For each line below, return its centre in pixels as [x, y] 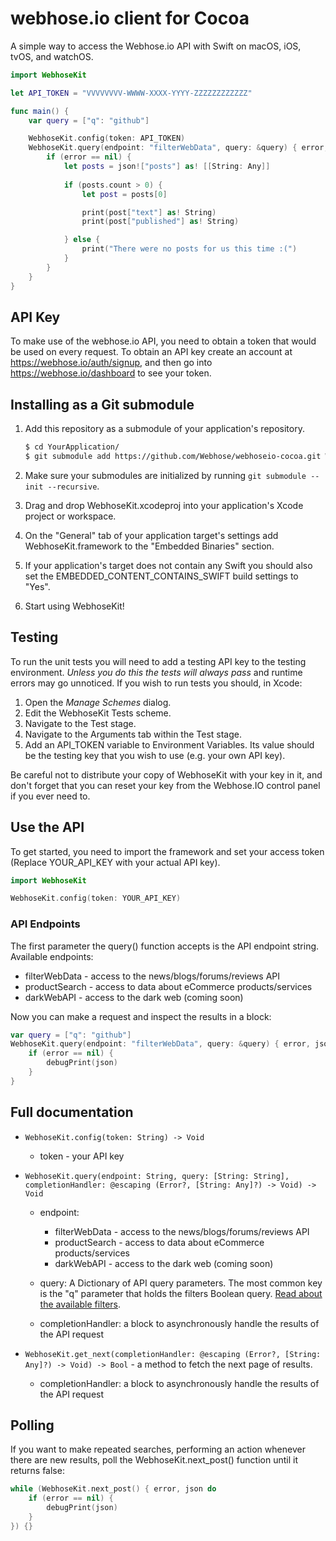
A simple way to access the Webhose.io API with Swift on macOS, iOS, [156, 46]
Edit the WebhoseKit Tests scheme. [98, 713]
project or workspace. [70, 516]
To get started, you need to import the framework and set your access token [167, 851]
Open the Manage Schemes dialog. [98, 702]
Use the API [47, 827]
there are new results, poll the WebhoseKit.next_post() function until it [154, 1460]
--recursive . [73, 486]
